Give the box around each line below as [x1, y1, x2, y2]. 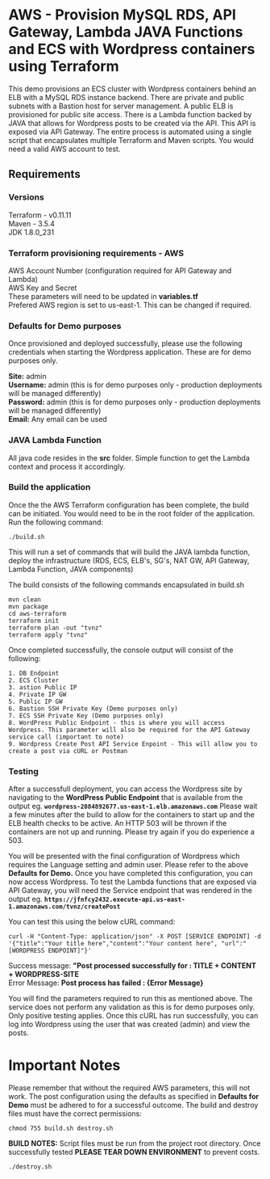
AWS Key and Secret [8, 283, 77, 293]
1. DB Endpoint [8, 669, 60, 677]
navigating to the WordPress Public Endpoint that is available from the [8, 793, 243, 802]
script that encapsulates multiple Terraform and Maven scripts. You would [8, 135, 254, 145]
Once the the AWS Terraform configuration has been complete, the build [8, 499, 250, 510]
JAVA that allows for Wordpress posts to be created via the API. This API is [8, 118, 256, 128]
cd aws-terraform [8, 609, 67, 617]
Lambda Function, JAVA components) [8, 564, 134, 574]
